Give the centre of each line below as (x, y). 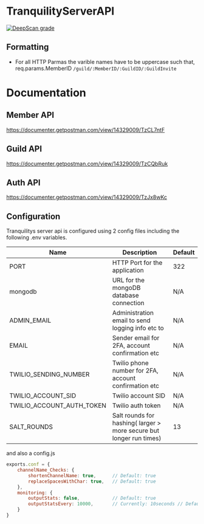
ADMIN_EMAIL (30, 320)
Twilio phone (130, 363)
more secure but (136, 431)
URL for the (128, 280)
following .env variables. (37, 238)
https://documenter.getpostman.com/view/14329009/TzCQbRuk (87, 164)
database (125, 295)
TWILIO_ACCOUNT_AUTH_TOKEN (58, 405)
